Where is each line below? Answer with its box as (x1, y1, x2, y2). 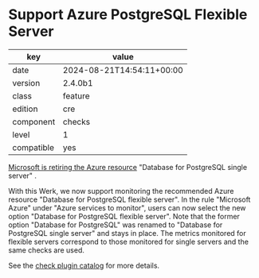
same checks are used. (8, 245, 85, 255)
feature (62, 90, 90, 101)
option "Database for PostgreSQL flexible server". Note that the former (8, 211, 241, 221)
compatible (12, 141, 54, 153)
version (12, 77, 41, 88)
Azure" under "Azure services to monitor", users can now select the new (8, 203, 246, 212)
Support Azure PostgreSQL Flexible (8, 6, 248, 24)
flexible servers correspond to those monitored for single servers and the (8, 237, 249, 246)
